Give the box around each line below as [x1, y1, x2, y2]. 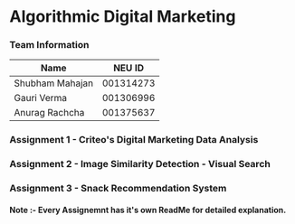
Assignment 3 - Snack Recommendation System [9, 182, 227, 195]
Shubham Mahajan [14, 77, 93, 89]
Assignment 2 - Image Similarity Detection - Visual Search [9, 158, 271, 171]
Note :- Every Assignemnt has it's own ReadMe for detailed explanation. [9, 204, 287, 215]
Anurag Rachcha [14, 107, 85, 119]
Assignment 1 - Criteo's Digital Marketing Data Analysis [9, 134, 259, 146]
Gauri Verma [14, 92, 68, 105]
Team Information [9, 39, 90, 51]
